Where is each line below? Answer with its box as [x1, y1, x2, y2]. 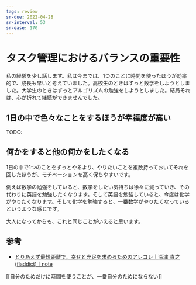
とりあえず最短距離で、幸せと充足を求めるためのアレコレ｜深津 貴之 [14, 253, 180, 260]
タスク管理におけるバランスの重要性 [6, 52, 180, 65]
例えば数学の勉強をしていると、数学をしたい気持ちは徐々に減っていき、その [6, 183, 190, 190]
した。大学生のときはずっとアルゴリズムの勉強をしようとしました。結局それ [6, 87, 191, 94]
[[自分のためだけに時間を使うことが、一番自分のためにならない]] [6, 273, 163, 280]
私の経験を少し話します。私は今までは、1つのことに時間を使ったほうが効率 [6, 72, 187, 79]
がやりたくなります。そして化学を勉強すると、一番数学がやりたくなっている [6, 198, 190, 205]
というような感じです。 [6, 205, 63, 212]
